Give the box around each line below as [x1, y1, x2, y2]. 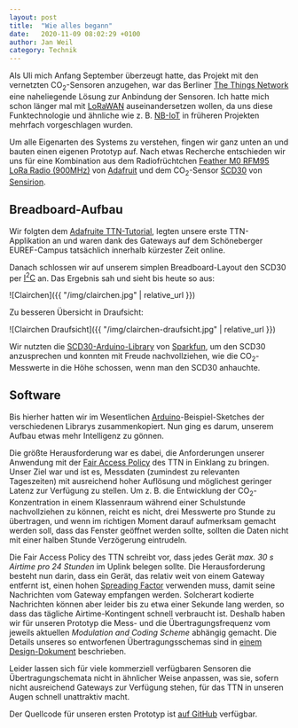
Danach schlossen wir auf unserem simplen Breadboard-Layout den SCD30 [9, 262, 286, 272]
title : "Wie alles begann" [9, 21, 114, 30]
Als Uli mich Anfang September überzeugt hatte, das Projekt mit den [9, 70, 259, 81]
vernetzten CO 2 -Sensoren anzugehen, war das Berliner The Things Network [9, 80, 289, 92]
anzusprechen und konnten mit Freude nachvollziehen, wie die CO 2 [9, 351, 256, 364]
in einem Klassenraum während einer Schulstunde [61, 497, 246, 507]
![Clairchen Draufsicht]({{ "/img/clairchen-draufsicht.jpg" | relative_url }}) [9, 325, 277, 335]
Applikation [9, 235, 51, 246]
